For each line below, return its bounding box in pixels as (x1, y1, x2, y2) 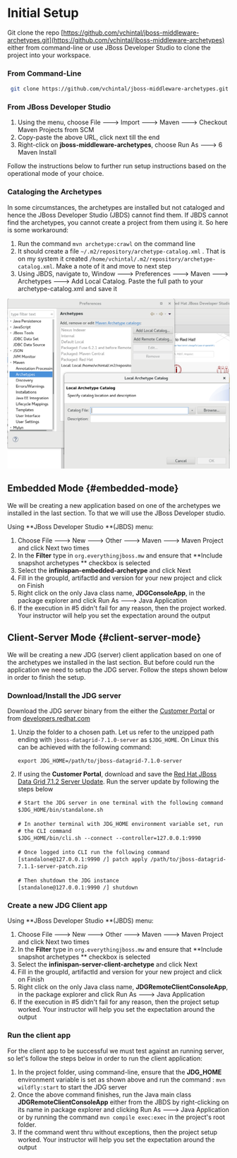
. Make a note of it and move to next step (52, 261, 171, 270)
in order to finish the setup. (7, 673, 86, 681)
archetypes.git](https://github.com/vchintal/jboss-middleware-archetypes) (7, 35, 225, 44)
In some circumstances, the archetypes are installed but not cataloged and (7, 203, 225, 211)
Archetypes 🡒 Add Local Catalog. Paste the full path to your (17, 277, 204, 285)
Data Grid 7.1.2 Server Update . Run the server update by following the (17, 777, 219, 786)
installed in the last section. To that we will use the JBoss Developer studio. (7, 509, 226, 517)
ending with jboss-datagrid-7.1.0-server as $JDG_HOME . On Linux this (17, 735, 219, 743)
